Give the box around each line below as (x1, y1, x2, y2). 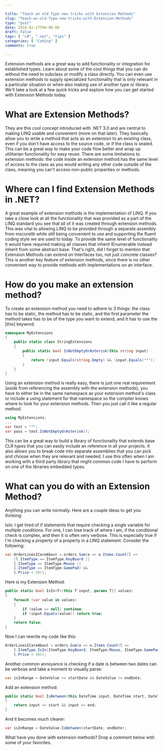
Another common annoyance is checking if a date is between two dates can (5, 661, 157, 667)
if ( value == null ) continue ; (22, 607, 83, 612)
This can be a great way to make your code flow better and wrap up (5, 146, 141, 152)
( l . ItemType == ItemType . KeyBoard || (14, 556, 90, 561)
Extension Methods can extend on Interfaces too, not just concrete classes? (5, 252, 157, 257)
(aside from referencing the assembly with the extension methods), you (5, 385, 148, 391)
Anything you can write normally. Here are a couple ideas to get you (5, 507, 141, 513)
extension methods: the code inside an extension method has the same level (5, 156, 158, 162)
